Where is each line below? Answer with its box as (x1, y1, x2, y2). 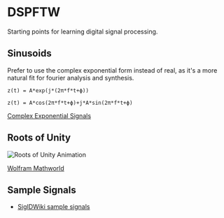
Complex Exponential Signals (7, 111, 92, 119)
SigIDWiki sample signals (17, 203, 90, 211)
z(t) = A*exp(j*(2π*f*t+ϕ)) (7, 87, 90, 94)
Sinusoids (7, 48, 52, 59)
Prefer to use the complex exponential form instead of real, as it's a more (7, 66, 218, 74)
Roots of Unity (7, 132, 71, 144)
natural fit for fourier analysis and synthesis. (7, 73, 134, 82)
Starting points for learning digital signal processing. (7, 27, 158, 36)
